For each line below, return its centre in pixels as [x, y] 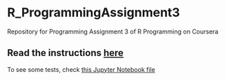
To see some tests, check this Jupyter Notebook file [81, 69]
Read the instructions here [66, 53]
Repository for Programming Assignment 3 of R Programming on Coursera [113, 31]
